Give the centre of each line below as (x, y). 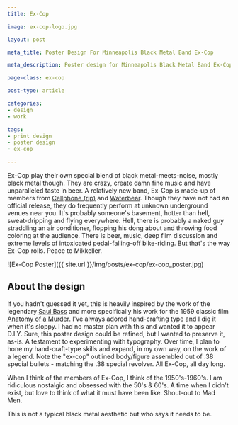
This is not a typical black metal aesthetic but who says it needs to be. (110, 414)
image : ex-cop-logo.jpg (42, 27)
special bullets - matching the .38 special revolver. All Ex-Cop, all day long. (116, 364)
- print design (30, 136)
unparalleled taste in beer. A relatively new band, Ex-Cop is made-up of (112, 191)
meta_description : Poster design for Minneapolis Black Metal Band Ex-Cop (120, 65)
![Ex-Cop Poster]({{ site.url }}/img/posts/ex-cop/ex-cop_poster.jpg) (106, 264)
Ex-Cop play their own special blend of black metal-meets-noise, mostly (113, 175)
